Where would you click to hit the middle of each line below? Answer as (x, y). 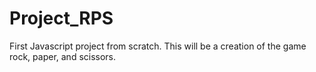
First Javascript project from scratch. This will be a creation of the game (158, 46)
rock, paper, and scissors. (63, 56)
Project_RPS (61, 18)
